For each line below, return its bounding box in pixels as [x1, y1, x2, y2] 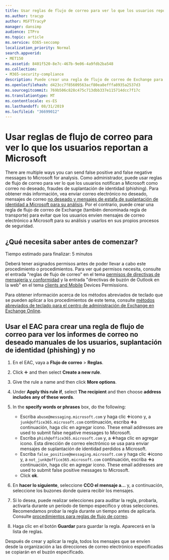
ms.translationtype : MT [5, 93, 55, 98]
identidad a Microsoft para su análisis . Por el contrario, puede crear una [5, 201, 154, 207]
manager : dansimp [5, 24, 42, 29]
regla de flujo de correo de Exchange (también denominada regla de [5, 207, 147, 213]
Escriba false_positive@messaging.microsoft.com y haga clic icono [20, 451, 163, 457]
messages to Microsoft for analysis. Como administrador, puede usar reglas [5, 175, 162, 181]
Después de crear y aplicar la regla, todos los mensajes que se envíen [5, 538, 150, 544]
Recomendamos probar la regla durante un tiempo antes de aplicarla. [12, 508, 156, 514]
